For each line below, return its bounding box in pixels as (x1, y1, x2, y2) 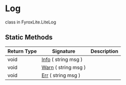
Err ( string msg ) (41, 72, 81, 79)
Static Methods (5, 33, 53, 42)
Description (90, 47, 119, 54)
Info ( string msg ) (41, 56, 83, 63)
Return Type (7, 47, 37, 54)
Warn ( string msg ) (41, 64, 86, 71)
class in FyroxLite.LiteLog (5, 19, 56, 25)
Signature (52, 47, 76, 54)
